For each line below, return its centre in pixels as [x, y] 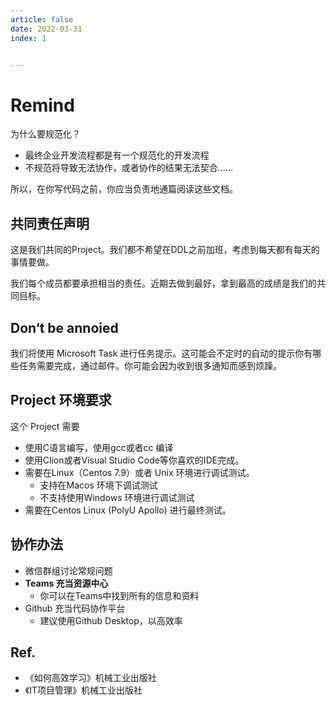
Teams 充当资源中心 [66, 583]
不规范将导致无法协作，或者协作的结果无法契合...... [128, 168]
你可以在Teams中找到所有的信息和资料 [119, 595]
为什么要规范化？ [45, 134]
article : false [42, 19]
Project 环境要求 [61, 400]
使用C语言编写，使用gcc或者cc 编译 [99, 447]
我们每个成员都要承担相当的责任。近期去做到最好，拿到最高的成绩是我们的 [163, 283]
